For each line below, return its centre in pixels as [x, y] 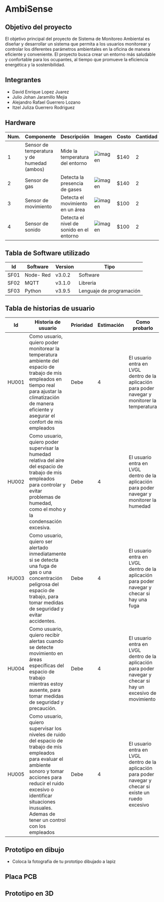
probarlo [143, 328]
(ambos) [35, 169]
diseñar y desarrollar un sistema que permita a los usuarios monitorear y [78, 44]
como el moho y [48, 509]
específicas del [47, 666]
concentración [46, 579]
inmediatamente [48, 554]
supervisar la [44, 448]
